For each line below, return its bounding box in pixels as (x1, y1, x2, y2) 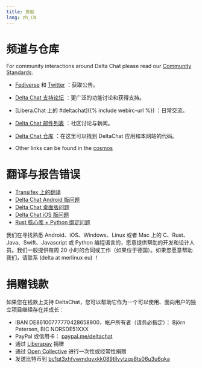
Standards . (6, 69, 34, 76)
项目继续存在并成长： (11, 306, 65, 313)
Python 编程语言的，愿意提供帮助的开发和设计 (75, 239, 190, 246)
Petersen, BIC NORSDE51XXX (14, 326, 89, 333)
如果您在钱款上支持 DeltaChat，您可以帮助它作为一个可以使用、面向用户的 (6, 299, 191, 306)
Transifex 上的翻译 (14, 189, 62, 196)
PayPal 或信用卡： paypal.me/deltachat (14, 332, 113, 340)
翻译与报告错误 (6, 167, 81, 181)
